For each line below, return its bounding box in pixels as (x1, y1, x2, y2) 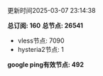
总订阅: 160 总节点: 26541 (7, 21, 84, 30)
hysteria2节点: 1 (17, 45, 64, 53)
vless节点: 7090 (17, 36, 65, 45)
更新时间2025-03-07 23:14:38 (7, 6, 96, 14)
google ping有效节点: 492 (7, 60, 84, 69)
